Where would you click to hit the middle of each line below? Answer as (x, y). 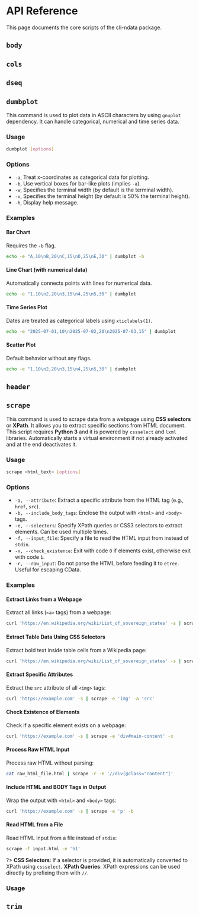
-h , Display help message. (46, 203)
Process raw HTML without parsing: (50, 763)
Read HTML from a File (35, 825)
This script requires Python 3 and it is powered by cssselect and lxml (91, 432)
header (18, 387)
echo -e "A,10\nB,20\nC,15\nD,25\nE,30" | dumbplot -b (75, 256)
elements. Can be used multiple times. (61, 532)
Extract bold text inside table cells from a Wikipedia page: (76, 650)
